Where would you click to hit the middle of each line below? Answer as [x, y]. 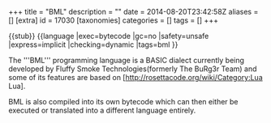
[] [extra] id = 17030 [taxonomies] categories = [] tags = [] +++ [114, 20]
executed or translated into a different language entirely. [102, 110]
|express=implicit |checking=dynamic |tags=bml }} [93, 45]
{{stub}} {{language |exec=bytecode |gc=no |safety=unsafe [109, 36]
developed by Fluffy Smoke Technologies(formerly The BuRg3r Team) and [133, 69]
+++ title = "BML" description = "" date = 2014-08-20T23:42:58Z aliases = [133, 12]
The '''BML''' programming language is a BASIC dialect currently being [127, 60]
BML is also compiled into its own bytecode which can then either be [123, 102]
